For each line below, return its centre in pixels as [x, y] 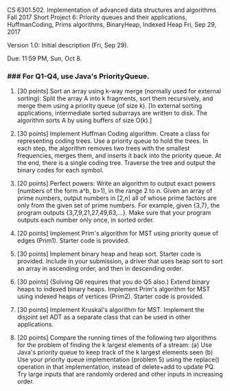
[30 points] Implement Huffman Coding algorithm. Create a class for [113, 134]
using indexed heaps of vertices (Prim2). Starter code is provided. [110, 297]
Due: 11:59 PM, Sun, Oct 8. [45, 58]
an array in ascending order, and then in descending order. [100, 269]
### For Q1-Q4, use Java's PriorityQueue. [78, 76]
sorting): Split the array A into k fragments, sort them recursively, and [115, 98]
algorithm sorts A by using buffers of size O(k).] [84, 120]
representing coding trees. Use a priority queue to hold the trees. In [112, 141]
